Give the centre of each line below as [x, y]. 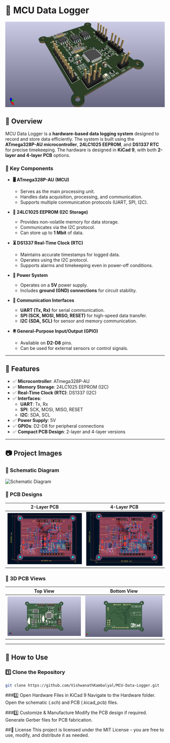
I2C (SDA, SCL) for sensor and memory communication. [79, 321]
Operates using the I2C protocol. [54, 260]
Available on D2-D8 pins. [46, 343]
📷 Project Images [34, 453]
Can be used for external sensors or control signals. [74, 348]
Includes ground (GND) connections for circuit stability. [78, 290]
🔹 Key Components [29, 168]
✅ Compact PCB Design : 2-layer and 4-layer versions [69, 432]
